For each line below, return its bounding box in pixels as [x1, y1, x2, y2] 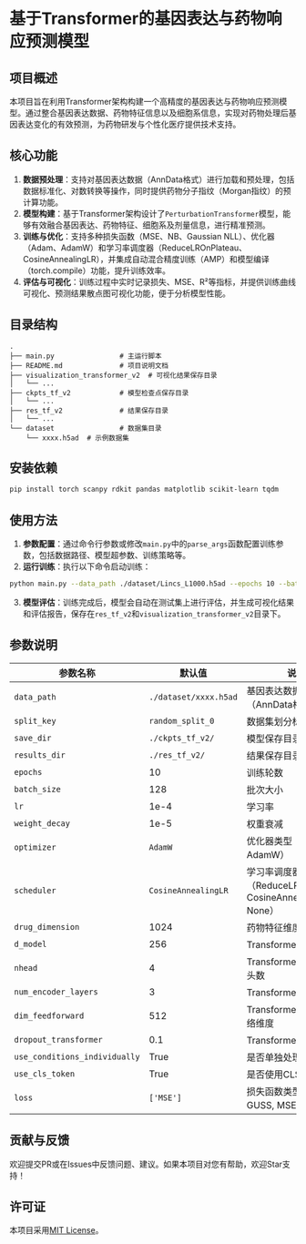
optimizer [14, 841, 56, 852]
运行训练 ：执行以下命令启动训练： [22, 561, 151, 572]
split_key [14, 716, 56, 726]
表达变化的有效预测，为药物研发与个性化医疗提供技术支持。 [16, 119, 241, 129]
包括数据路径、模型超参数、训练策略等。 [38, 550, 191, 561]
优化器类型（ [246, 834, 302, 847]
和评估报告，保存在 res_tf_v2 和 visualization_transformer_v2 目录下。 [22, 608, 286, 619]
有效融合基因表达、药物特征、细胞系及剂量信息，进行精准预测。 [30, 219, 270, 230]
